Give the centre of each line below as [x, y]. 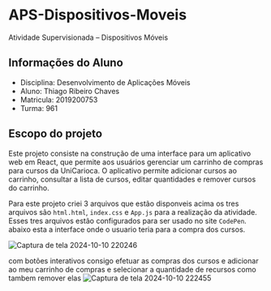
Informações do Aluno [66, 63]
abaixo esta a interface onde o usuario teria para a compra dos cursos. [127, 229]
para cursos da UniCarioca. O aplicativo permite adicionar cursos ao [123, 170]
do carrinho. [29, 187]
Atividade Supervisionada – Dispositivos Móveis [88, 37]
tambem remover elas [45, 278]
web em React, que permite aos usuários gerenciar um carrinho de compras [136, 162]
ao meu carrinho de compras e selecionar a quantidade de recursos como [133, 269]
